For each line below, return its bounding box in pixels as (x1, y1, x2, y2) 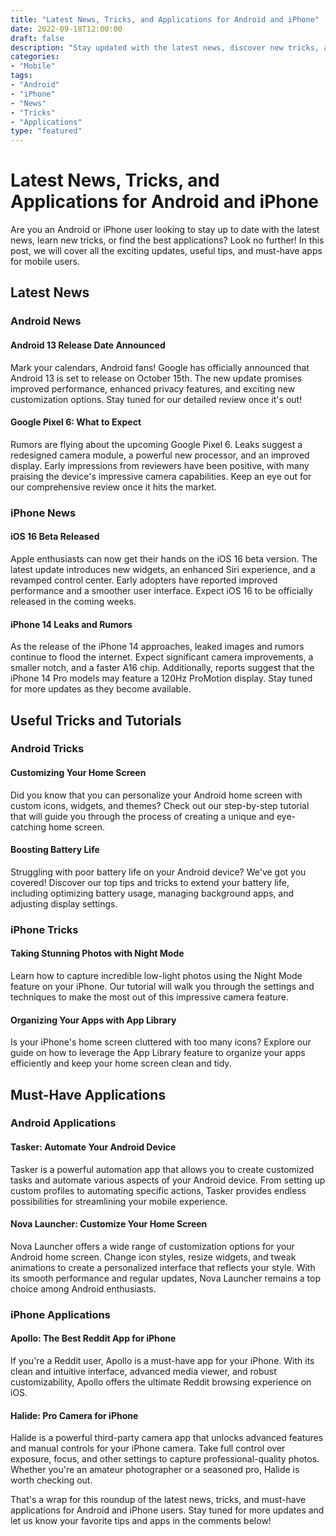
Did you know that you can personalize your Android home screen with (10, 789, 303, 801)
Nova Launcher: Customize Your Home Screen (10, 1218, 208, 1230)
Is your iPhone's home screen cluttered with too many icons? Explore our (10, 1036, 312, 1048)
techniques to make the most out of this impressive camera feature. (10, 991, 289, 1003)
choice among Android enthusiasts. (10, 1282, 157, 1295)
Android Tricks (10, 742, 85, 756)
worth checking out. (10, 1474, 93, 1486)
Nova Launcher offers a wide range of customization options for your (10, 1240, 295, 1252)
